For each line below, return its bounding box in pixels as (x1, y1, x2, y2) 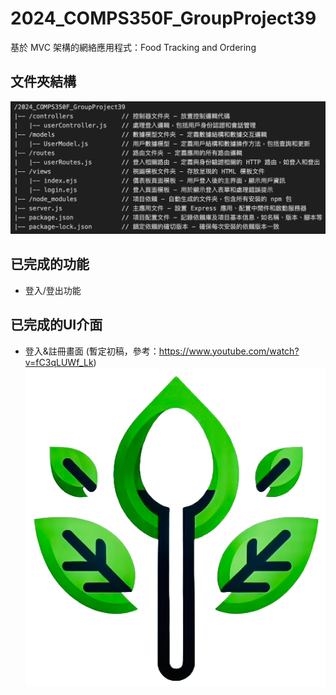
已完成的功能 (10, 256, 90, 273)
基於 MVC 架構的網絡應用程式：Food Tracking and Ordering (10, 41, 257, 53)
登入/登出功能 (24, 284, 82, 296)
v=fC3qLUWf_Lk (24, 356, 94, 368)
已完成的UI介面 (10, 317, 103, 334)
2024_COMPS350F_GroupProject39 (10, 7, 317, 30)
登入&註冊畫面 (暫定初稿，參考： (24, 345, 160, 357)
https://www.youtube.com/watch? (158, 345, 300, 357)
